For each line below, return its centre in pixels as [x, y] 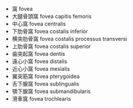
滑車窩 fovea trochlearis [41, 99]
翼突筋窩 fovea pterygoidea [46, 76]
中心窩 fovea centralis [39, 24]
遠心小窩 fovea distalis [40, 61]
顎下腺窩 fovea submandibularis [51, 91]
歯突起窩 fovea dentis [38, 54]
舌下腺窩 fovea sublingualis [46, 84]
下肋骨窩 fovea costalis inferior [50, 31]
